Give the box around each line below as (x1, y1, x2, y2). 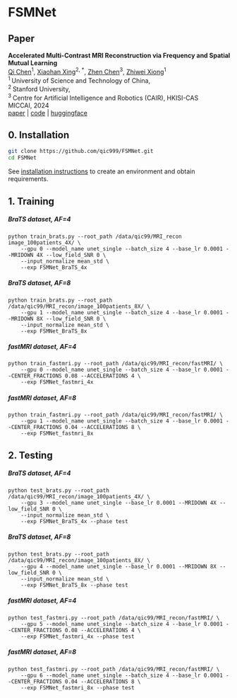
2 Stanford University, (8, 84, 71, 93)
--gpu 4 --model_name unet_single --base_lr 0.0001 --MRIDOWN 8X (20, 563, 217, 570)
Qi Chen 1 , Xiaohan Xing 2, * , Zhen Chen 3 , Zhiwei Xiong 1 (8, 67, 166, 76)
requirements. (8, 175, 49, 183)
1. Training (8, 195, 55, 207)
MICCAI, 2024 (8, 101, 49, 110)
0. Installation (8, 129, 70, 142)
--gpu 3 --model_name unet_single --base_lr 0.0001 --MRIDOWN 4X (20, 499, 217, 506)
